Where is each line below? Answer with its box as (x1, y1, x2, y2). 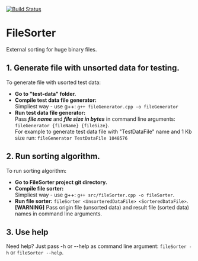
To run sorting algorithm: (6, 167, 67, 174)
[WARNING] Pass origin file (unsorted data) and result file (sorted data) (14, 204, 190, 211)
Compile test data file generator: (14, 96, 97, 104)
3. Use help (6, 227, 49, 237)
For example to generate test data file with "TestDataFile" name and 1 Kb (14, 128, 192, 135)
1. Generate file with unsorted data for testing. (6, 63, 180, 73)
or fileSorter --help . (10, 249, 64, 256)
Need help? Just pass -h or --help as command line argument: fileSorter (6, 243, 187, 250)
